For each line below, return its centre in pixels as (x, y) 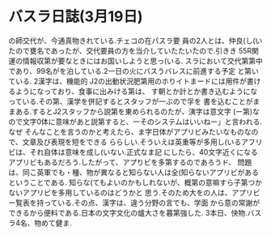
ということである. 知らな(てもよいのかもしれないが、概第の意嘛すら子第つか (135, 182)
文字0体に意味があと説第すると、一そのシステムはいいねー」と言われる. (142, 122)
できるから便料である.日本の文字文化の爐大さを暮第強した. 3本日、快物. (128, 212)
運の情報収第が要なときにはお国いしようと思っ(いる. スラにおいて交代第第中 (135, 61)
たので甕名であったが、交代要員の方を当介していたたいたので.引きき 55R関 (133, 50)
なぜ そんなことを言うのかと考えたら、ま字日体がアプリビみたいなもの (126, 131)
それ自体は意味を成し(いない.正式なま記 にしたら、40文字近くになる (144, 152)
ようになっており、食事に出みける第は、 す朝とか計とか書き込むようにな (136, 91)
